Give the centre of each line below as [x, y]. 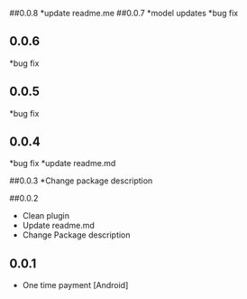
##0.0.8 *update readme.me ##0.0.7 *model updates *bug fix [124, 13]
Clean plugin [46, 216]
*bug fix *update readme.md [63, 164]
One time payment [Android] [75, 285]
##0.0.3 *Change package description [81, 181]
